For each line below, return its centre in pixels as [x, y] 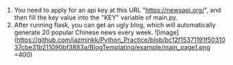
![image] [167, 32]
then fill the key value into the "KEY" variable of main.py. [96, 17]
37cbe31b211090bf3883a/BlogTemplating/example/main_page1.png [112, 47]
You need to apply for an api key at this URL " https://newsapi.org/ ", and [118, 10]
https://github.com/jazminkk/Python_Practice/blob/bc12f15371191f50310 [121, 40]
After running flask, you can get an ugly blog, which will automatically [115, 25]
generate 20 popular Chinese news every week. [83, 32]
